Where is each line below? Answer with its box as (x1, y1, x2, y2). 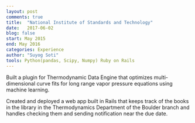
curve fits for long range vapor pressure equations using (36, 80, 173, 87)
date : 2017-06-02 (6, 25, 54, 31)
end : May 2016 (6, 42, 41, 47)
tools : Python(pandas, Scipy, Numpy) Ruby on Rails (6, 57, 135, 63)
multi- (153, 74, 169, 81)
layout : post (6, 8, 38, 15)
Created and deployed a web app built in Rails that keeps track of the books (6, 97, 189, 104)
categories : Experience (6, 47, 64, 53)
